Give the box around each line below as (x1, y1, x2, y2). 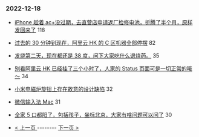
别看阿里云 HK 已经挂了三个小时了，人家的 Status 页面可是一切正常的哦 (14, 65, 193, 72)
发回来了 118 (14, 26, 45, 34)
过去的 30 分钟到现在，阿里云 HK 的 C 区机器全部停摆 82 (14, 39, 156, 47)
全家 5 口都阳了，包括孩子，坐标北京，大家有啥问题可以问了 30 (14, 111, 172, 119)
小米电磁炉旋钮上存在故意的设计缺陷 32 (14, 85, 113, 93)
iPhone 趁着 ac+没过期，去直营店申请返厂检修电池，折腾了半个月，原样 (14, 19, 193, 26)
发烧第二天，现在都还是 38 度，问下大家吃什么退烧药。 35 (14, 52, 160, 59)
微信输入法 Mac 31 (14, 98, 61, 105)
